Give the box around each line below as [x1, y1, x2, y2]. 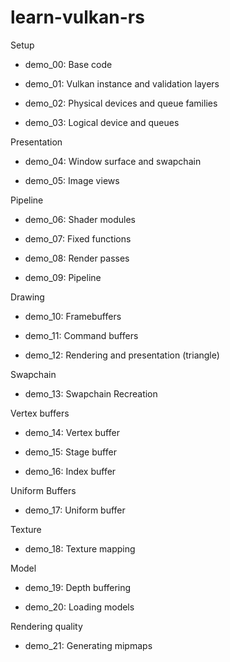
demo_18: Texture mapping [24, 542, 136, 555]
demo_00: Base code [24, 58, 113, 70]
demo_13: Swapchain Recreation [24, 387, 158, 400]
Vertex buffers [10, 407, 70, 419]
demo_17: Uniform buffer [24, 504, 126, 516]
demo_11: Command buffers [24, 329, 139, 341]
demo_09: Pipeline [24, 271, 102, 283]
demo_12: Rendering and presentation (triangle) [24, 349, 220, 361]
